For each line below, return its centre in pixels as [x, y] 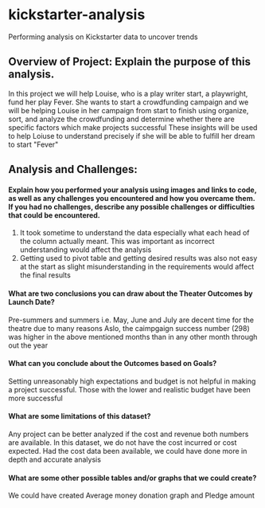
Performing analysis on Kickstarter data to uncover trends [103, 37]
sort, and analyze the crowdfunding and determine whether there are [121, 119]
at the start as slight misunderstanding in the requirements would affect [137, 267]
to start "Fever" [33, 144]
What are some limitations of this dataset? [80, 416]
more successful [36, 398]
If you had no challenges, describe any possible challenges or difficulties [132, 207]
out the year [28, 345]
